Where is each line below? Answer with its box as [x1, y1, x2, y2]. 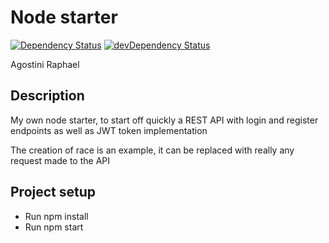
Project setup [10, 184, 97, 201]
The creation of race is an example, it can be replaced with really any [10, 144, 295, 156]
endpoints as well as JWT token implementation [10, 124, 208, 136]
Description [10, 87, 85, 105]
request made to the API [10, 154, 111, 166]
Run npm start [24, 221, 84, 233]
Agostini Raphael [10, 58, 80, 70]
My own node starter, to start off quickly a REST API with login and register [10, 114, 319, 126]
